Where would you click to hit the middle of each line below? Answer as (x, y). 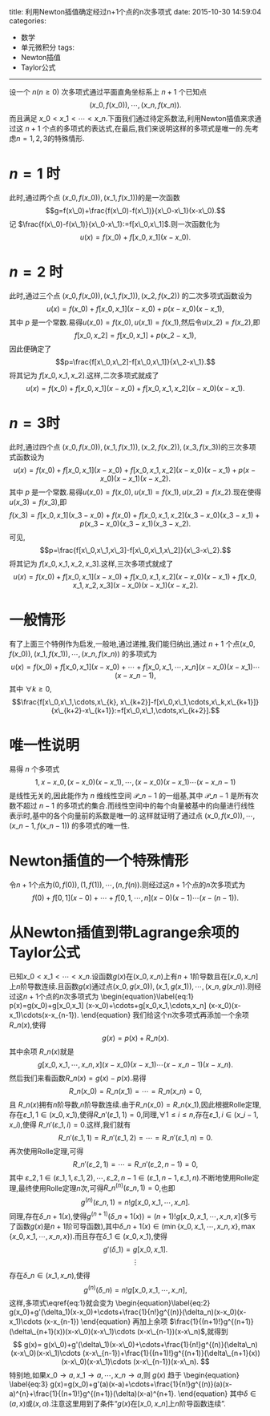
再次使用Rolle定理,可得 (46, 1151)
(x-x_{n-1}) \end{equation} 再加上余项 (106, 1321)
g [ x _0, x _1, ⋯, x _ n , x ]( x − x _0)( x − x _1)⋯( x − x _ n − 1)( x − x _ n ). (135, 1064)
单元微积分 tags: (48, 47)
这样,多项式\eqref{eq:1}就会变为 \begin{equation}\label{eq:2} (110, 1303)
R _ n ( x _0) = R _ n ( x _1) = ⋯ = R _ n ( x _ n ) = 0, (135, 1091)
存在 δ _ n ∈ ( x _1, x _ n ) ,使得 (50, 1275)
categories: (28, 21)
